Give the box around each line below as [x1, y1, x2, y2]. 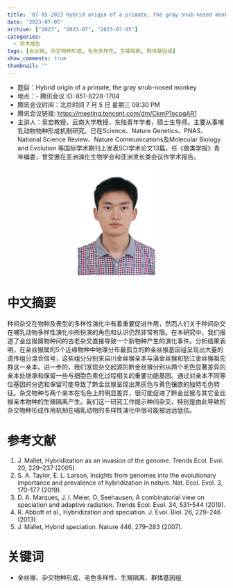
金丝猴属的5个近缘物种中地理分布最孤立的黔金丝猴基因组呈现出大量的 [25, 345, 224, 354]
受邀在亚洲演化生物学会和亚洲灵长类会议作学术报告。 [47, 153, 200, 161]
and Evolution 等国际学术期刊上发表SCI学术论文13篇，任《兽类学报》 [17, 144, 214, 152]
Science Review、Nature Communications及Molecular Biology [42, 135, 221, 144]
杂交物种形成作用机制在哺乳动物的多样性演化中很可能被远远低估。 [7, 406, 196, 414]
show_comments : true [7, 55, 67, 62]
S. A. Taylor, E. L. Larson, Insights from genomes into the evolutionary [17, 471, 216, 479]
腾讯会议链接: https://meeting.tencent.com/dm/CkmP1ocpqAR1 [17, 109, 197, 117]
